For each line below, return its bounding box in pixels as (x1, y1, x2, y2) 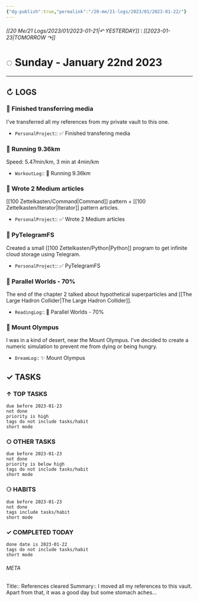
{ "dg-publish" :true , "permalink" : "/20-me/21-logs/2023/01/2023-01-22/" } (6, 8, 187, 15)
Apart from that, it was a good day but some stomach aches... (6, 589, 157, 596)
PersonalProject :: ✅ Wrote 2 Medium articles (14, 215, 126, 223)
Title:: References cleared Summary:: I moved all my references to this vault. (6, 582, 192, 590)
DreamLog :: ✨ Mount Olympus (14, 355, 86, 362)
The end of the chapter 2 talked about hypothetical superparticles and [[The (6, 291, 192, 298)
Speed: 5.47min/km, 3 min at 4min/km (6, 158, 99, 166)
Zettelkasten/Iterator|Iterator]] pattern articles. (6, 204, 120, 211)
